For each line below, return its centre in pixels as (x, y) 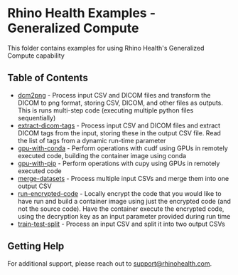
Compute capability (36, 56)
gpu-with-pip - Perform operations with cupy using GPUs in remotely (119, 163)
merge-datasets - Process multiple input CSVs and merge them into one (123, 178)
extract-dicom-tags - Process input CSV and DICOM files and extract (119, 125)
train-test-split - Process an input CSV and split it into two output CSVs (121, 224)
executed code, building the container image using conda (102, 155)
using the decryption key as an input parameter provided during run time (124, 216)
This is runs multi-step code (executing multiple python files (106, 110)
